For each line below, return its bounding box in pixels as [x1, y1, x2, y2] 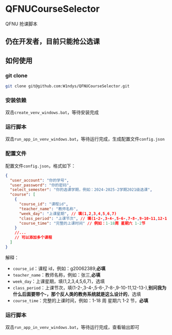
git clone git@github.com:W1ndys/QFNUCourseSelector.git [5, 84, 130, 89]
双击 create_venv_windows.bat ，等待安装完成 [5, 109, 99, 115]
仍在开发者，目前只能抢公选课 [5, 37, 100, 46]
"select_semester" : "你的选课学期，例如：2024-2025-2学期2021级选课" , [10, 187, 152, 192]
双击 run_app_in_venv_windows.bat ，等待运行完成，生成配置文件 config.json [5, 136, 165, 142]
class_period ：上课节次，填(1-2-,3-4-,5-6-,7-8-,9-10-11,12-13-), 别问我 [12, 284, 162, 290]
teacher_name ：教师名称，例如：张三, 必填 [12, 271, 101, 278]
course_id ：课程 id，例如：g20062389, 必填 [12, 265, 106, 271]
